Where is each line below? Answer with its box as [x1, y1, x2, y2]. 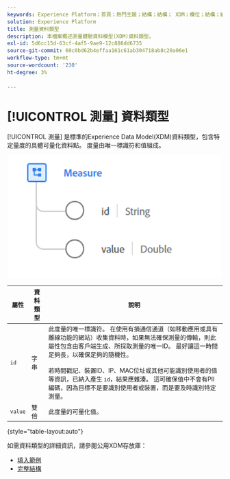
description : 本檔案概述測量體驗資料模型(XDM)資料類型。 [7, 33, 154, 40]
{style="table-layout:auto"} [7, 428, 84, 436]
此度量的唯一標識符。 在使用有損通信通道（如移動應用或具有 [48, 325, 218, 333]
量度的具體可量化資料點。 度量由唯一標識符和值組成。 [12, 141, 165, 150]
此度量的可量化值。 [48, 407, 103, 415]
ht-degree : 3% [7, 69, 48, 75]
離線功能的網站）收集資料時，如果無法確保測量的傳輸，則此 [48, 334, 217, 342]
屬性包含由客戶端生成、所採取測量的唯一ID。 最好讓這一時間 [48, 342, 218, 350]
